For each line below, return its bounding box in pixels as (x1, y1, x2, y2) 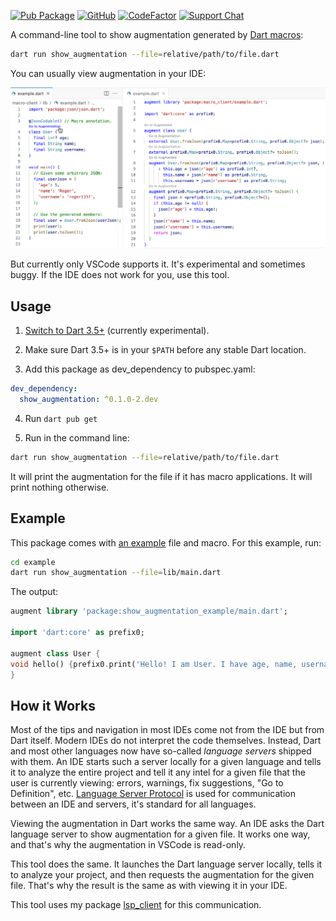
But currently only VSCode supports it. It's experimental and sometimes (10, 258, 306, 270)
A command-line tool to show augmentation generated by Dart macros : (10, 29, 304, 40)
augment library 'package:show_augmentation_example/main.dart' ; (10, 606, 288, 617)
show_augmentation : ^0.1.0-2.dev (19, 394, 159, 404)
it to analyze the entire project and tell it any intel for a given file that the (10, 766, 306, 779)
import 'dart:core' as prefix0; (10, 628, 145, 638)
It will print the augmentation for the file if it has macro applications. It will (10, 470, 313, 482)
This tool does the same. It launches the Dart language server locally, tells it (10, 858, 323, 870)
